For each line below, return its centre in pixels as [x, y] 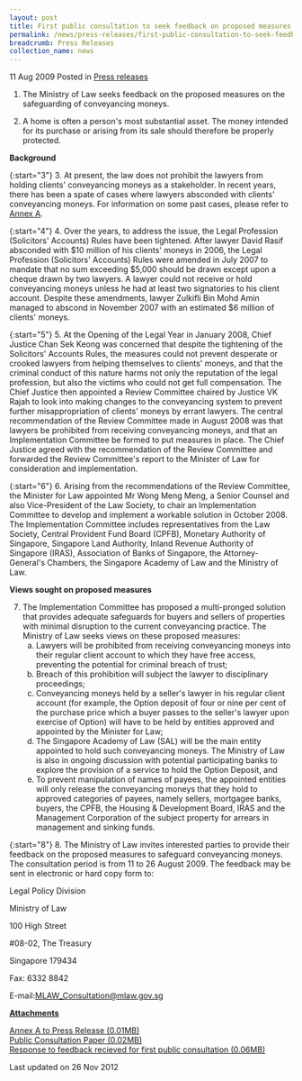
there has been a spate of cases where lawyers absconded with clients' [142, 195]
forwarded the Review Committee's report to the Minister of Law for [135, 459]
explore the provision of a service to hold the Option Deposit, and [157, 770]
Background [33, 158]
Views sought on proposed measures [81, 590]
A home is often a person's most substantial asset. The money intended [155, 122]
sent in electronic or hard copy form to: [82, 874]
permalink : [30, 34]
